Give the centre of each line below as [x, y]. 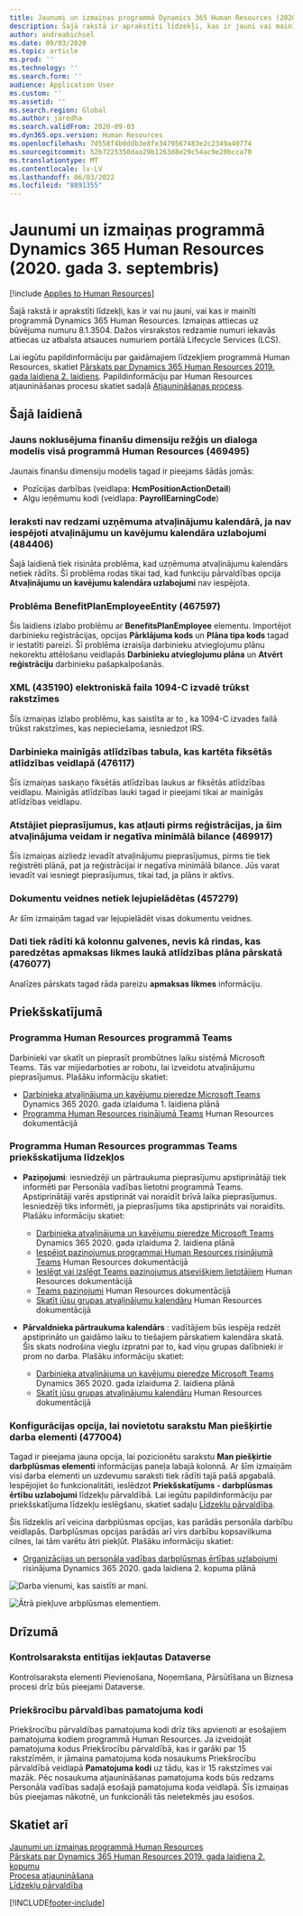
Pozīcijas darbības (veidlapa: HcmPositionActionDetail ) [127, 488]
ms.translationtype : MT [54, 160]
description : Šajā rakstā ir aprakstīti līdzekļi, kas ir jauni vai [141, 26]
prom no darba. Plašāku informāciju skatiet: [103, 1356]
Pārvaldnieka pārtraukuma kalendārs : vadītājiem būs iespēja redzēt [151, 1327]
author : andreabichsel [52, 34]
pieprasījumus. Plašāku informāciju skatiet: [89, 1077]
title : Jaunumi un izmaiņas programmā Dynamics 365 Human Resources [141, 18]
